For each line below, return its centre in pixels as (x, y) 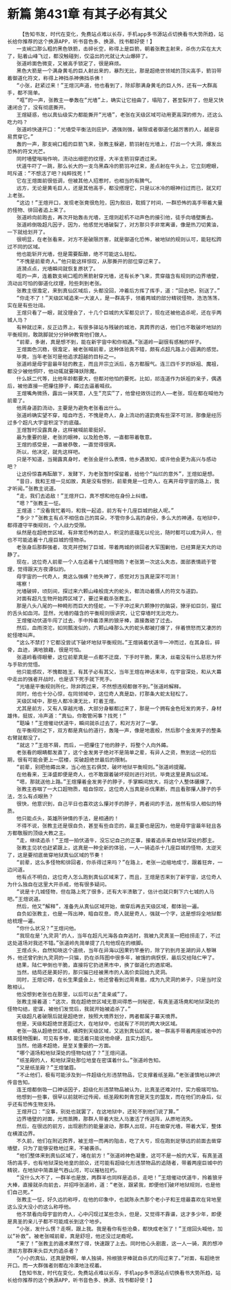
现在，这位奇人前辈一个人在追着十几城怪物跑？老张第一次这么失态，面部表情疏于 (114, 562)
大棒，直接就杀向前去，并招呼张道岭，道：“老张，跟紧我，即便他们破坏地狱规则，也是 (111, 1185)
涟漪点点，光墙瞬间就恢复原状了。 (57, 269)
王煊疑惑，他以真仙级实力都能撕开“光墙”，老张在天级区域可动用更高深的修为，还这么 (119, 115)
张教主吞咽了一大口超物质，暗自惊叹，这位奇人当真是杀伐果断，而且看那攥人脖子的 (117, 789)
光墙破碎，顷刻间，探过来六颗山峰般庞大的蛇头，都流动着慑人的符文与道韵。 (109, 591)
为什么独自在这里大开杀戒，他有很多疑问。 (59, 884)
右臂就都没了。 (25, 738)
